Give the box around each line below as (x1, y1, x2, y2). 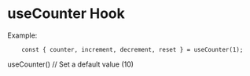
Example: (7, 31, 38, 40)
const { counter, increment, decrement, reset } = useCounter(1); (21, 45, 244, 53)
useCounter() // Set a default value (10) (7, 60, 134, 69)
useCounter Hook (7, 5, 125, 23)
